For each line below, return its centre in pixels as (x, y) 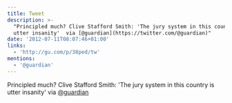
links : (17, 46)
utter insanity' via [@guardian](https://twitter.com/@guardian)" (113, 33)
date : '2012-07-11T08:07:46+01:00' (58, 39)
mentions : (21, 59)
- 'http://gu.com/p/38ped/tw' (57, 53)
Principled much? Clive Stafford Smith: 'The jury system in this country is (111, 84)
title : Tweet (26, 13)
